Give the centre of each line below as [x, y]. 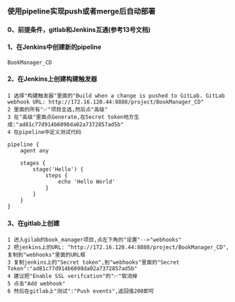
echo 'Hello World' [86, 181]
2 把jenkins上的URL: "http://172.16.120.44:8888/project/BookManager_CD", [118, 247]
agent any [35, 150]
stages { [33, 163]
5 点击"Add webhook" [36, 284]
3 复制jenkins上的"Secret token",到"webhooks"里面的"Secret [93, 263]
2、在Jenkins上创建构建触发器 [52, 79]
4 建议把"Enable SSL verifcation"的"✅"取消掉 [73, 276]
